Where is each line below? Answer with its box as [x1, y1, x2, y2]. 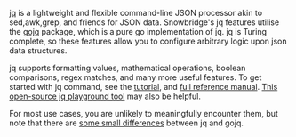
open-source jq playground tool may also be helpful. [9, 91, 202, 101]
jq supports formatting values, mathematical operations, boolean [9, 62, 246, 73]
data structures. [9, 45, 68, 56]
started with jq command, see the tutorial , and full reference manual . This [9, 82, 278, 92]
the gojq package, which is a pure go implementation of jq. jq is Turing [9, 27, 268, 36]
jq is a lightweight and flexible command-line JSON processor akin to [9, 8, 263, 18]
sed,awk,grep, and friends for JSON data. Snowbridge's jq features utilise [9, 17, 280, 28]
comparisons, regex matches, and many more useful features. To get [9, 72, 262, 83]
